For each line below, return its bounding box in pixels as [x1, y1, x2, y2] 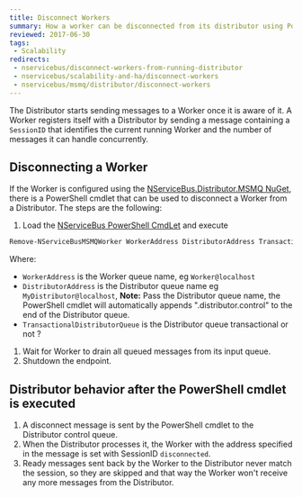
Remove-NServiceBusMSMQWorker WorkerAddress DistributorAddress [9, 238, 255, 247]
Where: [9, 254, 37, 265]
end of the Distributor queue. [22, 310, 130, 321]
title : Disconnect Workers [9, 13, 111, 23]
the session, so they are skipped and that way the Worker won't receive [22, 467, 289, 478]
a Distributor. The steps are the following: [9, 203, 163, 213]
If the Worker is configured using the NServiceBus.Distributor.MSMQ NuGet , [9, 184, 292, 194]
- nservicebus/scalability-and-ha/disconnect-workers [13, 72, 219, 81]
